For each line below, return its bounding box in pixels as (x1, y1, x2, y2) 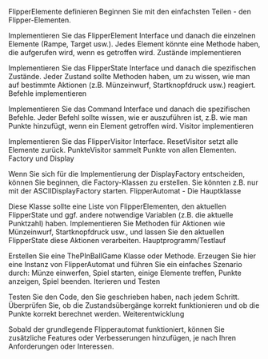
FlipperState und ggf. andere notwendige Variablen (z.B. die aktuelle (8, 210, 234, 219)
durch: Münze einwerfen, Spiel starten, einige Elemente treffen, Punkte (8, 268, 242, 277)
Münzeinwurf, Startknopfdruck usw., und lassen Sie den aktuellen (8, 227, 225, 237)
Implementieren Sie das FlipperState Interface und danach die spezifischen (8, 63, 256, 73)
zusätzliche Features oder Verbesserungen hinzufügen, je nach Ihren (8, 333, 237, 342)
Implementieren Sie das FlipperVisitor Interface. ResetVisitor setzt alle (8, 137, 238, 146)
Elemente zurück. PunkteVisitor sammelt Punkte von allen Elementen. (8, 146, 237, 154)
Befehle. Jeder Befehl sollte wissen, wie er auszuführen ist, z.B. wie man (8, 113, 248, 122)
